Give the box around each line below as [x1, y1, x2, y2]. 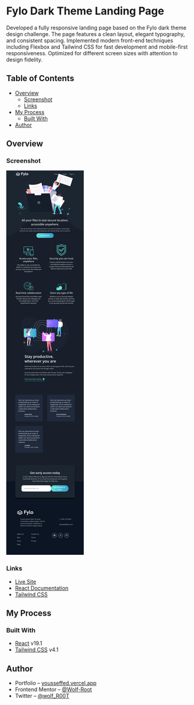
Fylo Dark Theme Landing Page [6, 4, 165, 18]
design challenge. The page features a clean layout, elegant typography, [6, 30, 186, 37]
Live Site [14, 578, 37, 585]
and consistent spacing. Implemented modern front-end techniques [6, 37, 174, 44]
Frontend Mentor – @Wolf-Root [14, 686, 92, 693]
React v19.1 [14, 640, 43, 647]
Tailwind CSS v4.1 [14, 646, 59, 653]
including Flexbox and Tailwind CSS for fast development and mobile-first [6, 43, 188, 50]
